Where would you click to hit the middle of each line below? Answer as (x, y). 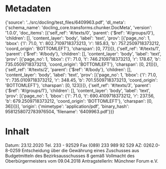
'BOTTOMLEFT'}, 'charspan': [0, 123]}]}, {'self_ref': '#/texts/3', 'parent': (78, 85)
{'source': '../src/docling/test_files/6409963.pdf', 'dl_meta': (65, 22)
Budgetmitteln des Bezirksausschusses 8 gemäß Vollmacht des (70, 156)
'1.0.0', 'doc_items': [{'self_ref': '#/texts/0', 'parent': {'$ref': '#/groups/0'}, (80, 33)
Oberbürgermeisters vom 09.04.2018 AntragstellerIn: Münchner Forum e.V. (82, 161)
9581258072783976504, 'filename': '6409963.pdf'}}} (60, 111)
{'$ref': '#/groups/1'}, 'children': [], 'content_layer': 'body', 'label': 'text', (78, 90)
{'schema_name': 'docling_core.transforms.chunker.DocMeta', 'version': (79, 27)
